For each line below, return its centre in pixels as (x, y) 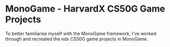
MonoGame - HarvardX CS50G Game (85, 9)
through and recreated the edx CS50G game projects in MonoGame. (77, 39)
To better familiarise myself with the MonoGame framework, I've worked (81, 33)
